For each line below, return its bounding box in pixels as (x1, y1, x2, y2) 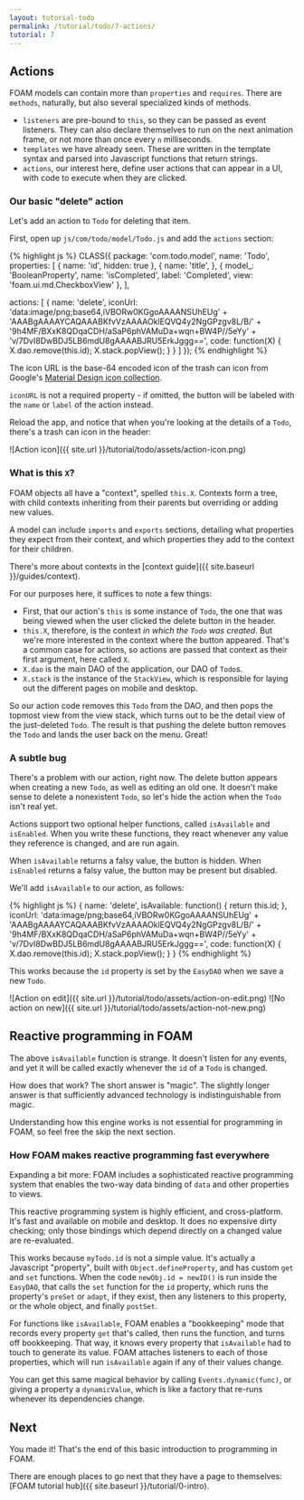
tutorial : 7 (9, 30, 54, 39)
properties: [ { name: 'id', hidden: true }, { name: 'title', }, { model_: (9, 260, 255, 272)
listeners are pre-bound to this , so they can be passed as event (22, 115, 267, 126)
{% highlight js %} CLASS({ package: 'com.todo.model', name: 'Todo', (9, 251, 270, 262)
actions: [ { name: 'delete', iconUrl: (9, 297, 138, 308)
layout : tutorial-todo (9, 13, 95, 23)
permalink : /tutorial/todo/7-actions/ (9, 22, 156, 31)
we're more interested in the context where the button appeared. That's (22, 635, 290, 645)
